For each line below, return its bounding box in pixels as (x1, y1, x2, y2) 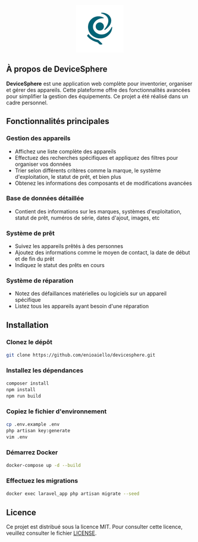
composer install (6, 380, 49, 386)
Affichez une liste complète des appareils (14, 148, 117, 155)
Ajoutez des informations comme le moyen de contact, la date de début (14, 249, 190, 256)
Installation (6, 320, 49, 330)
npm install (6, 387, 36, 393)
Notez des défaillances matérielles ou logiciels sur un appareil (14, 290, 167, 297)
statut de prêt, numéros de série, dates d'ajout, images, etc (14, 214, 160, 221)
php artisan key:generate (6, 428, 70, 434)
